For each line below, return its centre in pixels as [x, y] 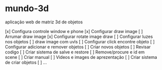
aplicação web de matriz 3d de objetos [44, 22]
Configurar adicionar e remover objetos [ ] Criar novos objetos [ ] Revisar [78, 47]
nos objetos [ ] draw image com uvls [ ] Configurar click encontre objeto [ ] [80, 41]
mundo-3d [27, 9]
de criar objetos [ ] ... [26, 62]
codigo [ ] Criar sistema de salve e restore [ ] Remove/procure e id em [75, 52]
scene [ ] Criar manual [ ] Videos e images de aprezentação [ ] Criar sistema [81, 57]
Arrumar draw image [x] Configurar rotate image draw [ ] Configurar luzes [79, 36]
